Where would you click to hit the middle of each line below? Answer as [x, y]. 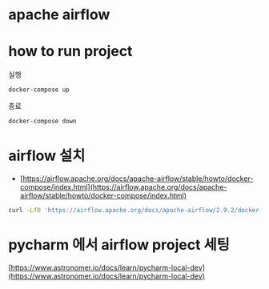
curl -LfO [25, 210]
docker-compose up [39, 90]
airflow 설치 [47, 156]
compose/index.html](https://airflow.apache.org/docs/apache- [123, 187]
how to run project [70, 52]
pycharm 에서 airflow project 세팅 [119, 245]
